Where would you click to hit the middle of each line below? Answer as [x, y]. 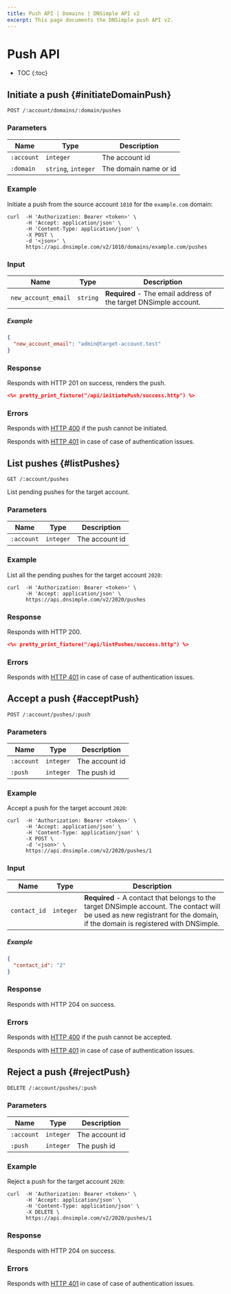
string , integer [70, 168]
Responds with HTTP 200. [44, 632]
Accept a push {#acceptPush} [73, 699]
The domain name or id [139, 168]
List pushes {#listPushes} [64, 463]
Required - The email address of [158, 294]
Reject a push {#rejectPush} [69, 1072]
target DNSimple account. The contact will [152, 906]
